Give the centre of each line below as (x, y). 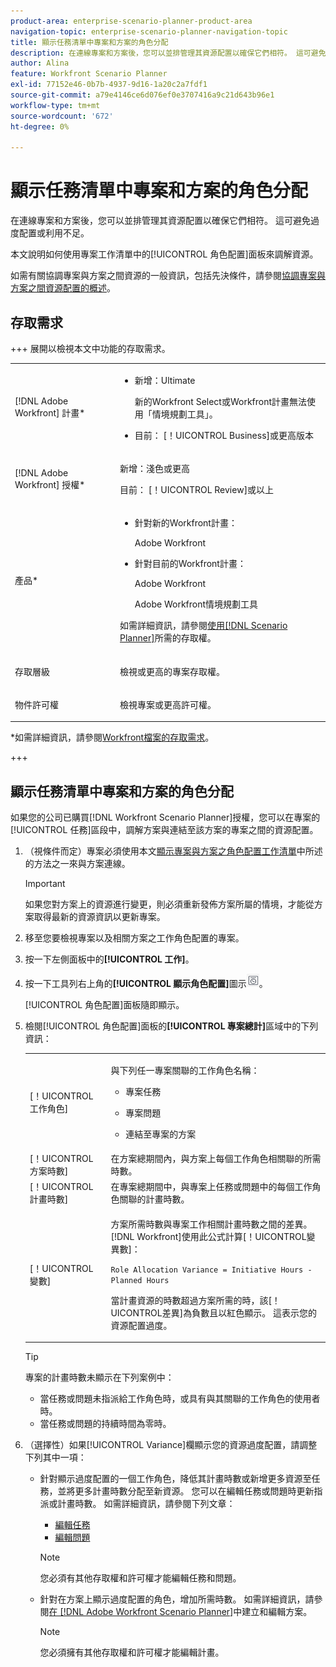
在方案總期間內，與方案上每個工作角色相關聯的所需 (216, 1159)
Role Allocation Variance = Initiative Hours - (211, 1270)
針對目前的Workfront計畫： (190, 564)
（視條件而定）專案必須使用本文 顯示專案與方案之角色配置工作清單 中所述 (173, 851)
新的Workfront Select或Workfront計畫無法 (221, 401)
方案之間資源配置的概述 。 (63, 288)
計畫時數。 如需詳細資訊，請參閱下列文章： (146, 1504)
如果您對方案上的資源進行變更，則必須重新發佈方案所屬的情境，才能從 (169, 904)
